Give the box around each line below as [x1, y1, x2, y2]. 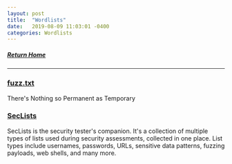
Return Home [7, 50, 46, 59]
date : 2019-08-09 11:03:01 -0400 [7, 23, 110, 30]
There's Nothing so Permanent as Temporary [7, 94, 136, 102]
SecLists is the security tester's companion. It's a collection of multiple [7, 127, 209, 135]
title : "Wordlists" [7, 17, 67, 23]
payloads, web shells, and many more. [7, 149, 117, 157]
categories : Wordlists [7, 29, 72, 37]
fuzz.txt [7, 79, 35, 88]
